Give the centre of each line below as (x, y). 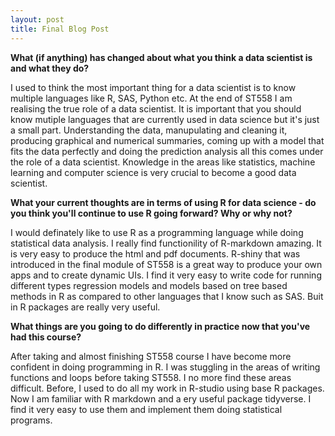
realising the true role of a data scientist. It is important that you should (156, 108)
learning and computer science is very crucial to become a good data (153, 172)
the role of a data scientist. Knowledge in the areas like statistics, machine (163, 162)
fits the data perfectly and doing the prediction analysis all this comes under (167, 151)
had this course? (46, 337)
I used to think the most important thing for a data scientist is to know (153, 87)
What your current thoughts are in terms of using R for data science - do (163, 202)
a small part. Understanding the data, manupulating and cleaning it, (149, 130)
